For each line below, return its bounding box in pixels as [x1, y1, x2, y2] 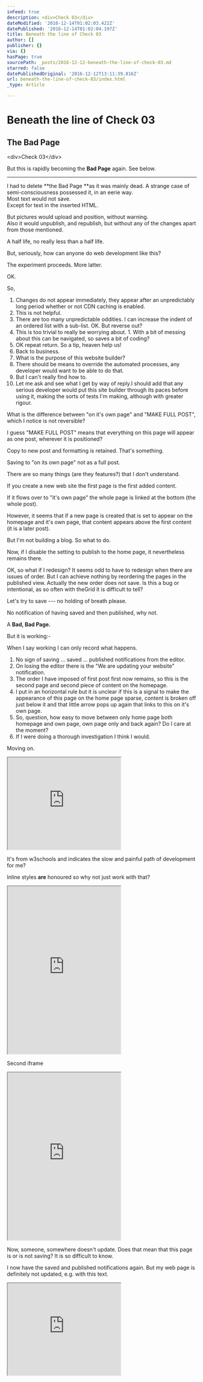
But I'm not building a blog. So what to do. [7, 537, 111, 544]
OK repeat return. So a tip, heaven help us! [15, 341, 122, 348]
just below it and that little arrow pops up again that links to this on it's [15, 701, 189, 708]
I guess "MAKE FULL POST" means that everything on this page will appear [7, 429, 195, 436]
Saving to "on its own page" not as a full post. [7, 459, 120, 466]
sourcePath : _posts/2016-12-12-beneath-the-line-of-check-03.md [7, 59, 172, 65]
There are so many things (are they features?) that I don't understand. [7, 471, 180, 477]
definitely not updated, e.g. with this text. [7, 1270, 109, 1277]
